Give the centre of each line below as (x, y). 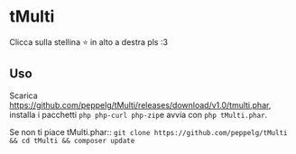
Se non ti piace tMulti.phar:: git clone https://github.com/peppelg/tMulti (148, 131)
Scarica (23, 95)
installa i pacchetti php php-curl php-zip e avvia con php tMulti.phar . (139, 114)
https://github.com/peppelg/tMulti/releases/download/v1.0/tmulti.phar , (140, 104)
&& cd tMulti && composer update (72, 140)
